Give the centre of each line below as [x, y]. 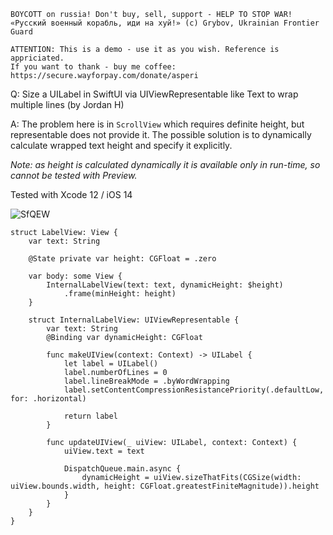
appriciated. [37, 58]
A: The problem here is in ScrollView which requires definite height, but [157, 124]
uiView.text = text [104, 451]
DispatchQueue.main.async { [122, 469]
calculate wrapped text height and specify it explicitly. [121, 145]
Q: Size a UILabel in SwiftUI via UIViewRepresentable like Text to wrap [154, 94]
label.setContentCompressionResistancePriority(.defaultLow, [194, 390]
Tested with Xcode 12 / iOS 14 [71, 194]
